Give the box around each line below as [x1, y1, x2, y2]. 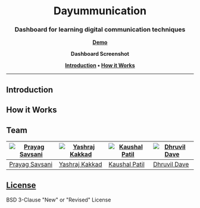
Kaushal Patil [108, 160, 145, 169]
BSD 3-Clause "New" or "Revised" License [6, 196, 111, 203]
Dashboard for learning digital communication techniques [14, 26, 186, 34]
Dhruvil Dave [153, 160, 189, 169]
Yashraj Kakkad [58, 160, 102, 169]
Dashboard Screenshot [70, 51, 130, 58]
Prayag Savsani [9, 160, 52, 169]
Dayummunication [53, 4, 147, 18]
